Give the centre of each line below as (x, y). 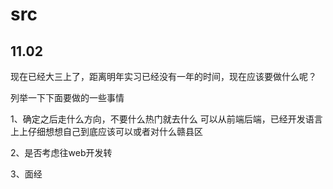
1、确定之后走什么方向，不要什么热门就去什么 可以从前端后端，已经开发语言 (166, 119)
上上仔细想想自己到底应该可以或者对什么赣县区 (106, 131)
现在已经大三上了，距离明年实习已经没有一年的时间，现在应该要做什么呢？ (163, 76)
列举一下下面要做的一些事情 (67, 97)
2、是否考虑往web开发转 (61, 152)
